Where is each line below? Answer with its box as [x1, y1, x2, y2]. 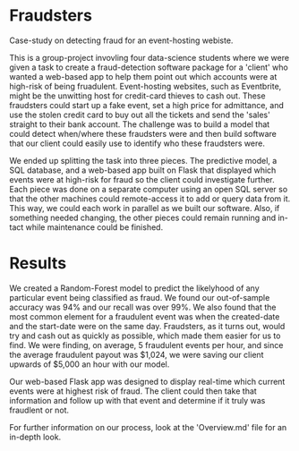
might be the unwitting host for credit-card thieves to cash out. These [9, 90, 266, 101]
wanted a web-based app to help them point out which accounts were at [9, 71, 278, 81]
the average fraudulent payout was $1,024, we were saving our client [9, 349, 264, 360]
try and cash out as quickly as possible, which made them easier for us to [9, 330, 281, 341]
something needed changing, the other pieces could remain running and [9, 212, 276, 223]
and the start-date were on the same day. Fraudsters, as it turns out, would [9, 320, 286, 331]
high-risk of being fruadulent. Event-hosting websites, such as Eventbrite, [9, 81, 282, 91]
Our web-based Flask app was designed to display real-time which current [9, 376, 286, 387]
